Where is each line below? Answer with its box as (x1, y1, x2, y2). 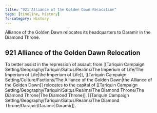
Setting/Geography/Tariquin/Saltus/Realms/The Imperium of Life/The (5, 66, 144, 73)
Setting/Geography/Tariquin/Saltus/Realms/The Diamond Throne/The (5, 87, 145, 93)
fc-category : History (5, 16, 49, 21)
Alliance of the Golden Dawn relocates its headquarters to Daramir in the (5, 30, 151, 35)
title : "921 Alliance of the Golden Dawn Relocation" (5, 7, 117, 12)
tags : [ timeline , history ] (5, 12, 60, 16)
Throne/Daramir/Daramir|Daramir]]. (5, 103, 76, 109)
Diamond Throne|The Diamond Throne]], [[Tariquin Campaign (5, 93, 129, 98)
